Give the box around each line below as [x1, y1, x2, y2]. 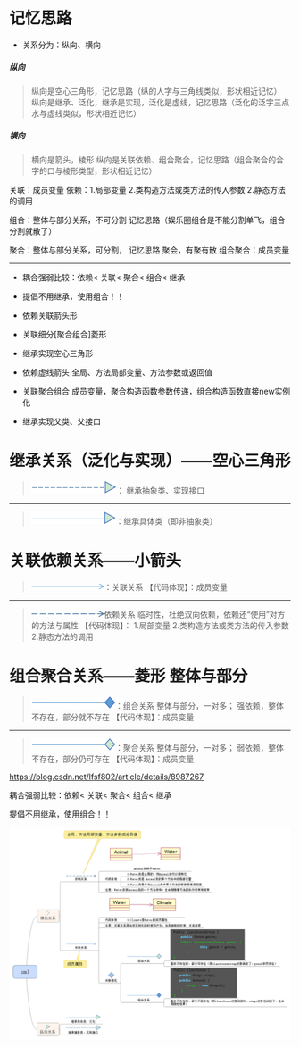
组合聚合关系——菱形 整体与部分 [9, 666, 248, 686]
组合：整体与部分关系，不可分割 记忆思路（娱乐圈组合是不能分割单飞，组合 [9, 214, 286, 225]
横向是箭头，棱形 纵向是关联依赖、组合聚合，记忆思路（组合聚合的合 [30, 154, 284, 165]
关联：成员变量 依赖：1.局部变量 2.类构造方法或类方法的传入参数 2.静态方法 [9, 184, 286, 195]
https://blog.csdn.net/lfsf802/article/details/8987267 [9, 771, 204, 782]
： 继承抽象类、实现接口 [115, 485, 205, 495]
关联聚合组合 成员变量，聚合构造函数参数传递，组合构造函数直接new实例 [21, 386, 291, 396]
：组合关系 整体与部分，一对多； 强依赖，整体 [114, 700, 284, 710]
